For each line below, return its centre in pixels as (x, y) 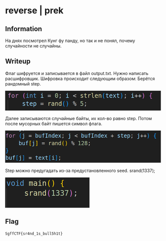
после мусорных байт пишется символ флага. (54, 123)
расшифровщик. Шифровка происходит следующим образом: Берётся (80, 79)
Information (24, 29)
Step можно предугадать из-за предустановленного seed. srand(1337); (80, 170)
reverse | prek (34, 11)
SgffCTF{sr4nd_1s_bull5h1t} (34, 234)
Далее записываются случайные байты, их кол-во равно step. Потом (79, 118)
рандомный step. (23, 83)
